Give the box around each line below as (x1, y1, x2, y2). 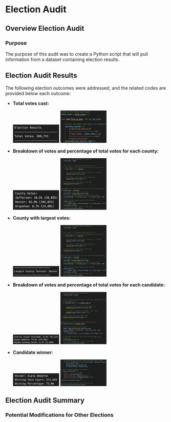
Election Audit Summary (5, 396, 84, 405)
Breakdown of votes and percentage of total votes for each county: (12, 147, 159, 154)
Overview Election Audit (5, 24, 84, 33)
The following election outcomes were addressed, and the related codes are (5, 85, 166, 91)
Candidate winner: (12, 349, 54, 355)
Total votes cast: (12, 100, 50, 106)
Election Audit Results (5, 71, 78, 80)
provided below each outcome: (5, 90, 71, 96)
